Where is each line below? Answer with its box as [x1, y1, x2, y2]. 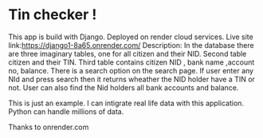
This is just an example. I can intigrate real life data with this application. [8, 98, 245, 108]
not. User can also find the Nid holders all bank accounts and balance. [8, 82, 239, 93]
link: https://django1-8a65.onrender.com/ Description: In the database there [8, 40, 254, 49]
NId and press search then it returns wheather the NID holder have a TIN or [8, 74, 255, 84]
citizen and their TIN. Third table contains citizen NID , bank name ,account [8, 57, 255, 67]
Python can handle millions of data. [8, 106, 124, 116]
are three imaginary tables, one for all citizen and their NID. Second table [8, 49, 247, 58]
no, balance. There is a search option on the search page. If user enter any [8, 65, 253, 75]
